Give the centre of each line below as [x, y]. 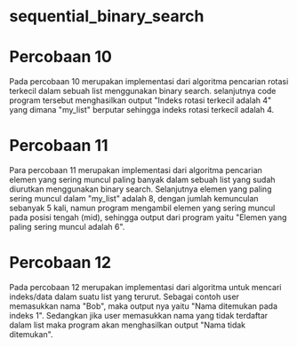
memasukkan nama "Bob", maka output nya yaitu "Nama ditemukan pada [144, 306]
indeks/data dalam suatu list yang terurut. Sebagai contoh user [124, 296]
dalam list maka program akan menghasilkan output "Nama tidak [128, 325]
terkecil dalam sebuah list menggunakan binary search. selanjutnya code [143, 91]
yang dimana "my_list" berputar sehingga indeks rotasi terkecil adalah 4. [142, 110]
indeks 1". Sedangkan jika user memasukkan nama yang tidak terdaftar [139, 315]
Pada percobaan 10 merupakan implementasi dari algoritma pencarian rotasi [149, 82]
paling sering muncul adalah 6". [67, 227]
